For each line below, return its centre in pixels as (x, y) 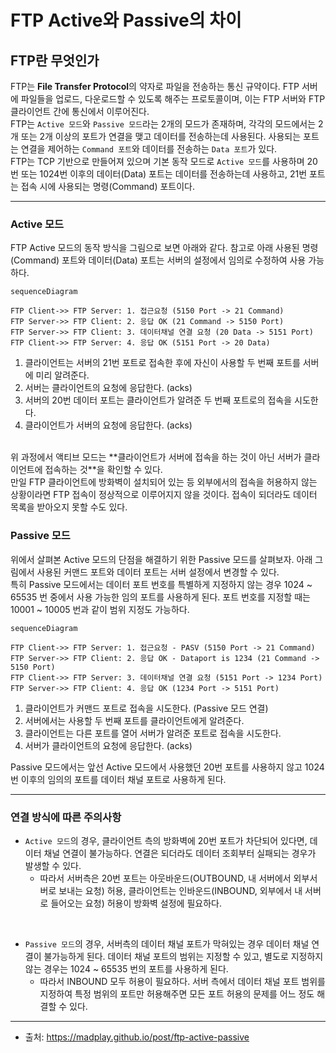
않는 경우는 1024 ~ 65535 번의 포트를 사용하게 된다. (126, 968)
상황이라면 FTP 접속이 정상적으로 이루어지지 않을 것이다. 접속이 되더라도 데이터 (164, 495)
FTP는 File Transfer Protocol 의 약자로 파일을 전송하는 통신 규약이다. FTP (155, 86)
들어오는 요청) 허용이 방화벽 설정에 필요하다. (136, 903)
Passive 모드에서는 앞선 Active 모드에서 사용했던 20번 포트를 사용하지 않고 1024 (167, 767)
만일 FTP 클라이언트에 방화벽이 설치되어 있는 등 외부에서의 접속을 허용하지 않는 (164, 482)
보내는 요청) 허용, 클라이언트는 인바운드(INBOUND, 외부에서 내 (180, 890)
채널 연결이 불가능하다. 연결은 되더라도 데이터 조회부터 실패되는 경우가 (180, 853)
